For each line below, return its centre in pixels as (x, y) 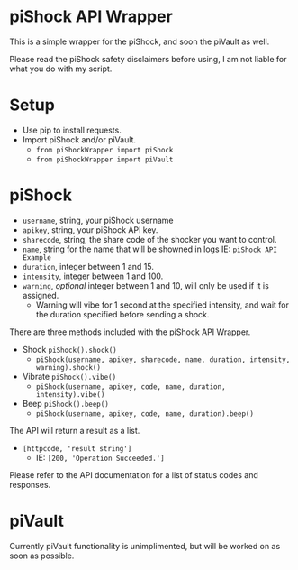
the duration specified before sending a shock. (122, 314)
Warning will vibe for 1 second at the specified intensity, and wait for (163, 305)
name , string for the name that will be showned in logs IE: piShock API (149, 249)
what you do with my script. (61, 69)
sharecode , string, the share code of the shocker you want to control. (149, 239)
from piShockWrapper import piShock (104, 150)
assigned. (41, 295)
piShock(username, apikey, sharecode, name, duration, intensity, (163, 359)
